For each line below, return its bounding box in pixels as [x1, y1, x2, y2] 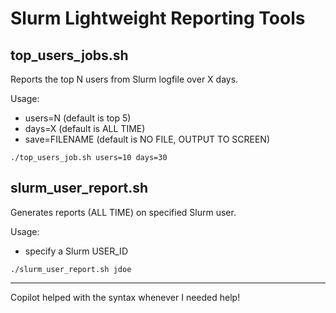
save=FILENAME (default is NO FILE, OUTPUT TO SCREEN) [24, 133, 271, 145]
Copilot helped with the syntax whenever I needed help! [10, 291, 241, 303]
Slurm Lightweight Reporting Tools [10, 7, 306, 30]
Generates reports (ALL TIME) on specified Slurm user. [10, 206, 237, 218]
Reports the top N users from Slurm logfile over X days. [10, 73, 239, 85]
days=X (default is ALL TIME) [24, 123, 146, 134]
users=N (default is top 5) [24, 112, 132, 124]
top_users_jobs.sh [10, 47, 129, 64]
